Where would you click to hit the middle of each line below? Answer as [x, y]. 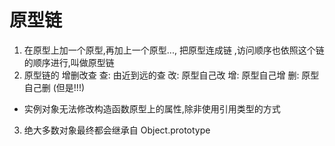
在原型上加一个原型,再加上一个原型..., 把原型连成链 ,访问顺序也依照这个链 [174, 50]
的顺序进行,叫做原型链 [69, 62]
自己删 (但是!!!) [54, 87]
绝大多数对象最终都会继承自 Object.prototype [117, 130]
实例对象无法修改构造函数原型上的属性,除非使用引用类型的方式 [152, 108]
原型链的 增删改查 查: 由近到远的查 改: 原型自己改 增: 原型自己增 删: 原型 [171, 75]
